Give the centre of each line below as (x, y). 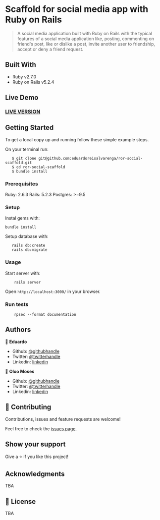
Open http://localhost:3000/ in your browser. (53, 291)
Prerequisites (22, 183)
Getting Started (29, 128)
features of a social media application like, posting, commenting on (86, 39)
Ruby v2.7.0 (24, 77)
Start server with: (23, 273)
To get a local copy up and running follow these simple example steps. (77, 139)
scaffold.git (19, 163)
